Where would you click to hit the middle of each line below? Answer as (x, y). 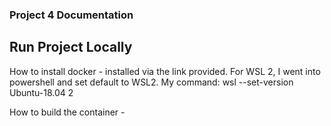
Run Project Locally (71, 47)
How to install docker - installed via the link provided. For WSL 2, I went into (165, 71)
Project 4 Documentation (71, 15)
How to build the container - (67, 112)
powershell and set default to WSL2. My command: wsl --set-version (151, 82)
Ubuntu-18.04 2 (41, 92)
